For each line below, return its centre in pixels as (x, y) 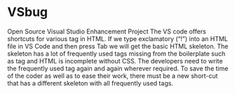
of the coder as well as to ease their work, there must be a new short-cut (113, 76)
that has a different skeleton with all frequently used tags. (90, 83)
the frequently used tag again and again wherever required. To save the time (118, 68)
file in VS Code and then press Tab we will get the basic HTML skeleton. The (118, 46)
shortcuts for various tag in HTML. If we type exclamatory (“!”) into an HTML (117, 38)
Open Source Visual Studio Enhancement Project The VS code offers (107, 31)
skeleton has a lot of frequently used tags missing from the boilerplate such (116, 54)
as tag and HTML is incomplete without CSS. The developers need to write (115, 61)
